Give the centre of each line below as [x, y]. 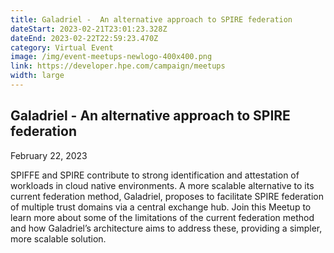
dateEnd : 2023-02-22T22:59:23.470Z [84, 38]
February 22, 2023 [49, 155]
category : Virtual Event [62, 47]
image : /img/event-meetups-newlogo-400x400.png [111, 57]
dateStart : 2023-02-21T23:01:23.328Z [89, 29]
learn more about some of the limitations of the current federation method [162, 217]
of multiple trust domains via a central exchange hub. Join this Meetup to [161, 207]
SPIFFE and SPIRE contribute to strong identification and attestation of [155, 175]
